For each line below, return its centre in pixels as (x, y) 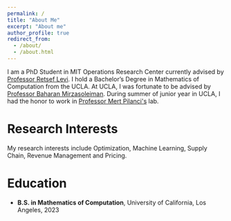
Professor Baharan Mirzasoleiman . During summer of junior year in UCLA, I (114, 93)
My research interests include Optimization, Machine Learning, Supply (107, 148)
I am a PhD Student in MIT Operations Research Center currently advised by (116, 71)
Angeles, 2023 (38, 210)
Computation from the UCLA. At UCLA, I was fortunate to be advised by (109, 86)
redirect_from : (29, 39)
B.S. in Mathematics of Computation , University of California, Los (111, 202)
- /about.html (34, 52)
